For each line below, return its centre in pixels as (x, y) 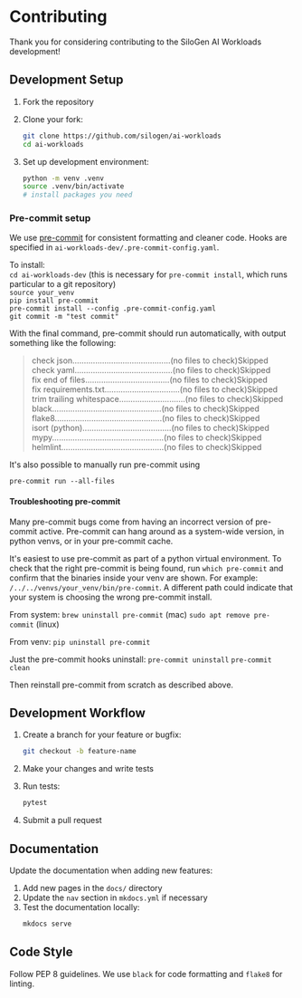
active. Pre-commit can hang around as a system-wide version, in (162, 531)
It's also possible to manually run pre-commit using (105, 465)
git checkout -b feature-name (80, 752)
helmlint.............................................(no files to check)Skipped (146, 447)
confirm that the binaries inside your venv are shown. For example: (134, 578)
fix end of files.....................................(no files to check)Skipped (150, 380)
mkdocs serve (47, 924)
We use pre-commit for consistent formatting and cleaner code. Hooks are (148, 238)
